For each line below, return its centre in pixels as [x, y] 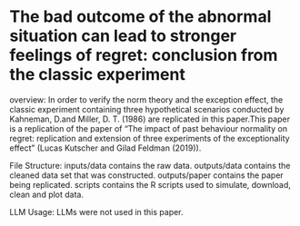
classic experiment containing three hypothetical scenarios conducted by [147, 109]
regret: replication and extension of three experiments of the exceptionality [150, 138]
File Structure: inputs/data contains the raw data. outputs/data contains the [150, 165]
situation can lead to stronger [123, 36]
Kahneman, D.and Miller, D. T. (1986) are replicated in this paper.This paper [150, 119]
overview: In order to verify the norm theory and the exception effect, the [146, 99]
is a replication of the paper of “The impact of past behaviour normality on [149, 128]
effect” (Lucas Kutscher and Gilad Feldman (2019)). [105, 148]
